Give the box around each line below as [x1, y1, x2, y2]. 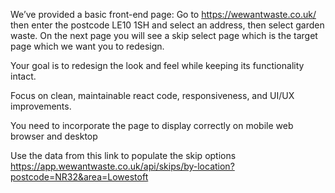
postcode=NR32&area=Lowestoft [10, 171, 149, 183]
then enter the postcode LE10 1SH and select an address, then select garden [10, 19, 325, 31]
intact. [10, 70, 37, 82]
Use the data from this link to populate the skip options [10, 150, 237, 161]
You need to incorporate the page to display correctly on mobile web [10, 120, 294, 131]
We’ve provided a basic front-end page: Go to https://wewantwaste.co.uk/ [10, 9, 317, 20]
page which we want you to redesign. [10, 40, 165, 52]
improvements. [10, 100, 72, 112]
